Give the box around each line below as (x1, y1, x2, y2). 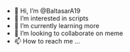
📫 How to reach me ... (13, 37, 80, 45)
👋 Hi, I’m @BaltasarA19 (13, 7, 81, 15)
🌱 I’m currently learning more (13, 22, 99, 30)
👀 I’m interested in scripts (13, 14, 89, 22)
